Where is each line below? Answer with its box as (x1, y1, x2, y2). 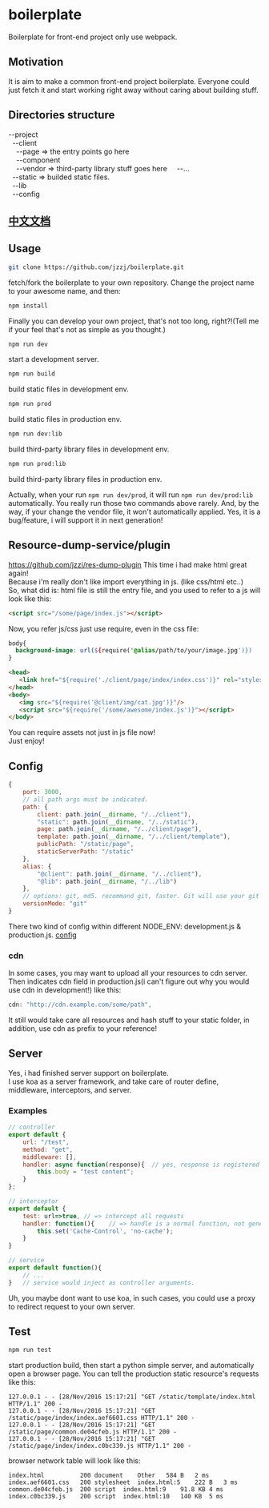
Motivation (8, 55, 64, 69)
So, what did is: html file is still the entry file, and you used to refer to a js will (8, 585, 261, 595)
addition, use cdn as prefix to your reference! (8, 1024, 158, 1033)
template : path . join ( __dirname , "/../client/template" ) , (37, 832, 231, 841)
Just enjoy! (8, 736, 46, 746)
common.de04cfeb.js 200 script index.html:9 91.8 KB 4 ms (8, 1486, 224, 1494)
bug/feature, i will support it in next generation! (8, 515, 163, 525)
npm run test (8, 1346, 52, 1354)
